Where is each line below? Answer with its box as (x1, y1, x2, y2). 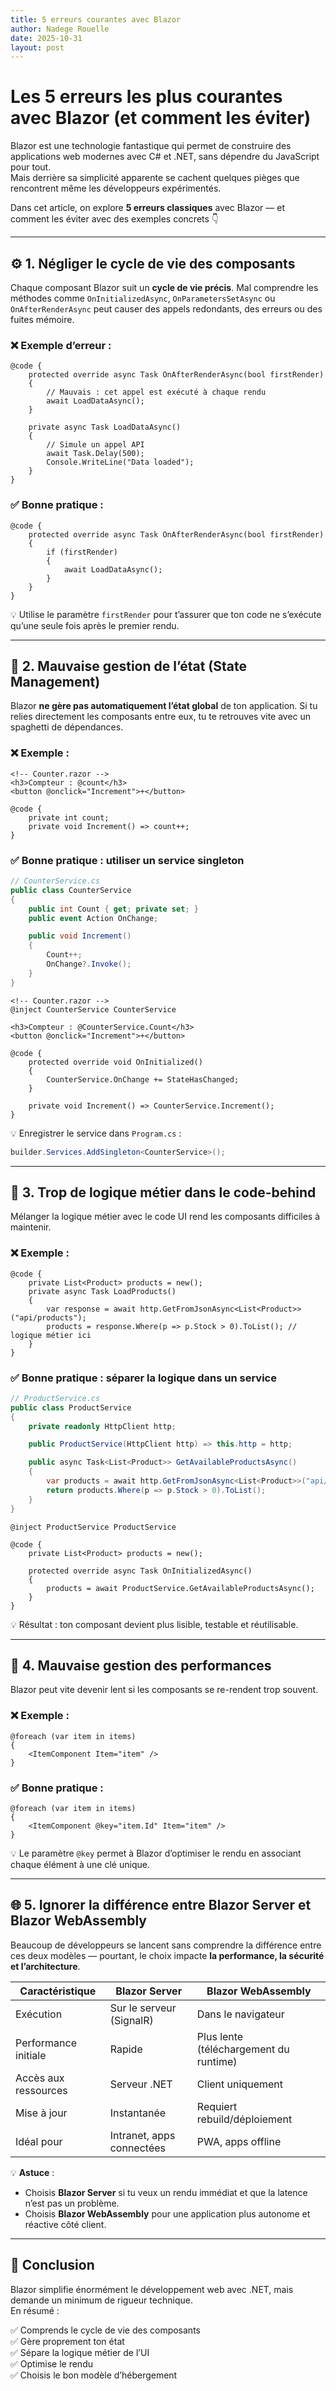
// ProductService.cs (10, 1393, 101, 1403)
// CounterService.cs (10, 876, 101, 886)
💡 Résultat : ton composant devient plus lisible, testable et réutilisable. (10, 1618, 299, 1630)
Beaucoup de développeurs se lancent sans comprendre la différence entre (10, 1939, 322, 1951)
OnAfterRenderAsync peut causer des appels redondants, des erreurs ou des (10, 303, 323, 315)
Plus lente (196, 2029, 244, 2043)
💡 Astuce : (10, 2166, 55, 2178)
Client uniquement (196, 2077, 283, 2091)
